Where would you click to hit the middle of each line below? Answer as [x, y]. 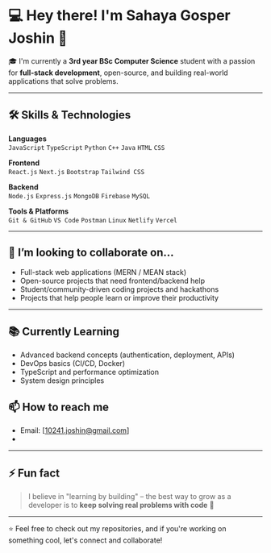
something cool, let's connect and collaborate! [85, 540]
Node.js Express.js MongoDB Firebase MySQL [79, 196]
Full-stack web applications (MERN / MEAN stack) [103, 272]
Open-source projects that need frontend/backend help [113, 281]
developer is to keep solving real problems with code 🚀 [121, 505]
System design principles [62, 380]
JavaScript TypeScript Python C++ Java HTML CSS [87, 148]
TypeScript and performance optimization [90, 372]
